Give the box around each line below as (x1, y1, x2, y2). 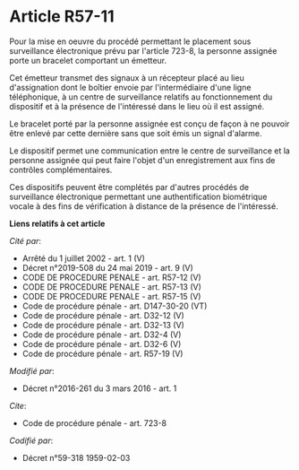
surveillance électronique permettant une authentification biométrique (9, 191, 268, 202)
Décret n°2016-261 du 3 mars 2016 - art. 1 (21, 383, 177, 394)
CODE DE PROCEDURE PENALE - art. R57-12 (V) (21, 272, 201, 283)
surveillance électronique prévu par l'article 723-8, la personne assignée (9, 45, 278, 56)
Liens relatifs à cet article (9, 218, 106, 229)
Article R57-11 (9, 6, 115, 27)
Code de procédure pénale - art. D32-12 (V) (21, 309, 185, 320)
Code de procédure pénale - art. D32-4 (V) (21, 329, 182, 340)
